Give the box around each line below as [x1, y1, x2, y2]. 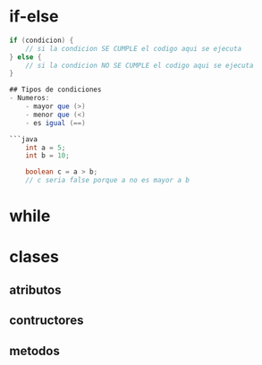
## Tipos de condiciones [9, 85, 102, 95]
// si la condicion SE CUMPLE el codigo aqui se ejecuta [25, 44, 242, 53]
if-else [9, 6, 59, 27]
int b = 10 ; [25, 151, 70, 160]
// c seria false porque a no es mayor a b [25, 176, 190, 185]
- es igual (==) [25, 118, 87, 127]
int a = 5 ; [25, 143, 66, 152]
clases [9, 247, 60, 267]
